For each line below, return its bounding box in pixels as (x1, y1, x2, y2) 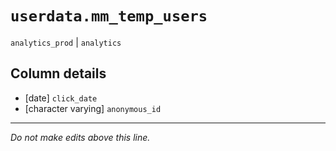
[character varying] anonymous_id (24, 102, 162, 114)
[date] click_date (24, 92, 98, 104)
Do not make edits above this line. (10, 131, 151, 143)
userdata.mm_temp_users (10, 7, 208, 26)
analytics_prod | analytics (10, 36, 122, 48)
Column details (10, 65, 107, 82)
